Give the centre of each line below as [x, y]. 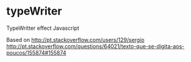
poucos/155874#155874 [36, 52]
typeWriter [34, 11]
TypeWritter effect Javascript [43, 28]
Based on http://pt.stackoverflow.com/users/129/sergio [75, 40]
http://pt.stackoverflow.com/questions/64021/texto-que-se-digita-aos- [95, 46]
